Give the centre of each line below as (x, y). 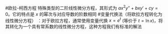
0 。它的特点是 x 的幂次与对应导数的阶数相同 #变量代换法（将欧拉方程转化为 (84, 14)
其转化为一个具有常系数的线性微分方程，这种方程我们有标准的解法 (73, 27)
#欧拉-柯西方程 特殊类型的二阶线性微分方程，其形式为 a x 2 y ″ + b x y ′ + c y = (82, 8)
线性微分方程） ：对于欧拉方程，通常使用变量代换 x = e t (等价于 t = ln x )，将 (84, 20)
